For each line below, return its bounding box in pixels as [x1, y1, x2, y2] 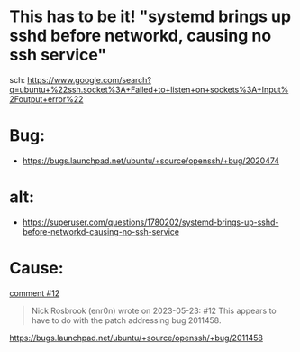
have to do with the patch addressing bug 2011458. [31, 314, 222, 326]
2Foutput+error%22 [9, 93, 84, 105]
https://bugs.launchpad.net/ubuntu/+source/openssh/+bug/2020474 [22, 155, 280, 166]
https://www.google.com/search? [26, 74, 151, 85]
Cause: [9, 258, 65, 278]
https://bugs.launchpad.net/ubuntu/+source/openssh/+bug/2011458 [9, 332, 264, 343]
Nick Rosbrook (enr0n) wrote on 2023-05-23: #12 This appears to [31, 305, 277, 316]
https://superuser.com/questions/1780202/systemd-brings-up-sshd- [22, 217, 279, 227]
